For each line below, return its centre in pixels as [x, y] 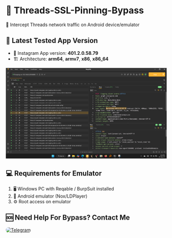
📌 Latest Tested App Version [52, 41]
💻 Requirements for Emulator [54, 174]
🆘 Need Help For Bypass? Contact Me [68, 218]
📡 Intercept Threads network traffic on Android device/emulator [73, 25]
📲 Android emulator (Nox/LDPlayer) [50, 196]
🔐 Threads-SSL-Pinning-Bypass [75, 10]
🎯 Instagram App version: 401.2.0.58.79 [56, 53]
